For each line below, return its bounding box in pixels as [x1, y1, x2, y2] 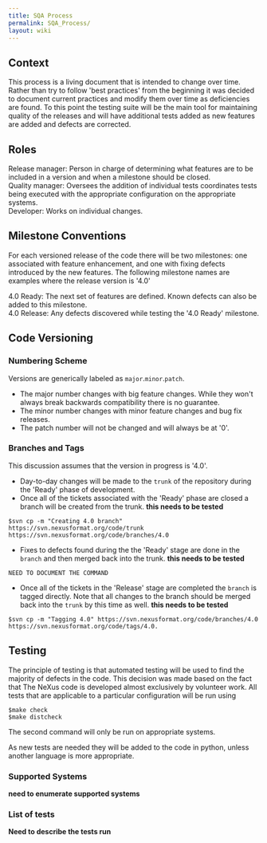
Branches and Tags [8, 443, 85, 454]
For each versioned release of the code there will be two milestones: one [8, 250, 248, 260]
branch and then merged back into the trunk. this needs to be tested [19, 553, 245, 563]
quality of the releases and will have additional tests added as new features [8, 111, 255, 120]
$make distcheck [8, 713, 62, 721]
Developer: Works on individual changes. [8, 207, 143, 215]
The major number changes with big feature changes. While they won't [19, 388, 253, 399]
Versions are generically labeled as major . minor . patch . [8, 373, 185, 383]
